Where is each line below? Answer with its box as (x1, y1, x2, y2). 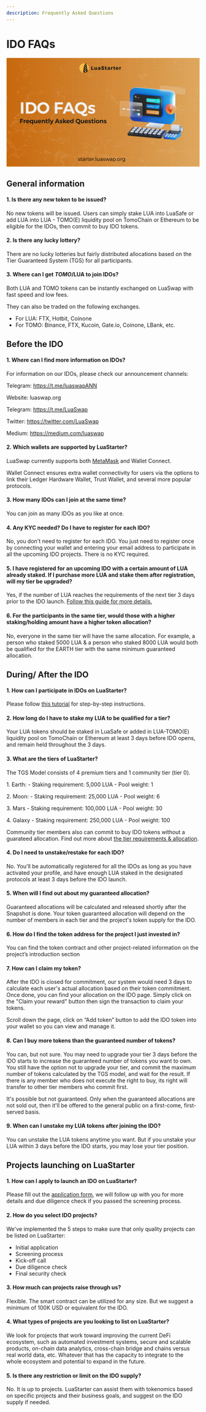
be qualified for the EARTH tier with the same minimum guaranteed (6, 645, 176, 652)
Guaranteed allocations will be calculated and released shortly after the (6, 903, 186, 911)
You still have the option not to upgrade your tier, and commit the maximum (6, 1063, 196, 1071)
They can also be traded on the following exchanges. (6, 303, 140, 310)
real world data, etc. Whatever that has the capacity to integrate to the (6, 1351, 184, 1359)
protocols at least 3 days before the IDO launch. (6, 875, 128, 883)
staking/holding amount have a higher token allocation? (6, 618, 151, 626)
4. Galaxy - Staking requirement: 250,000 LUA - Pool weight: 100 (6, 816, 170, 824)
